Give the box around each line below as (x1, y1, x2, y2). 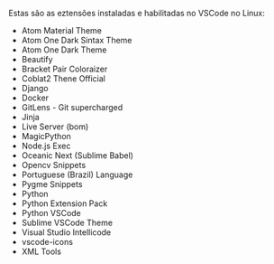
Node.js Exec (21, 140, 71, 151)
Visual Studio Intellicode (21, 227, 112, 238)
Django (21, 83, 49, 93)
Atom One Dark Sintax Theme (21, 35, 132, 45)
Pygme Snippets (21, 179, 83, 189)
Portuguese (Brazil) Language (21, 169, 133, 180)
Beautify (21, 54, 53, 64)
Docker (21, 92, 50, 103)
